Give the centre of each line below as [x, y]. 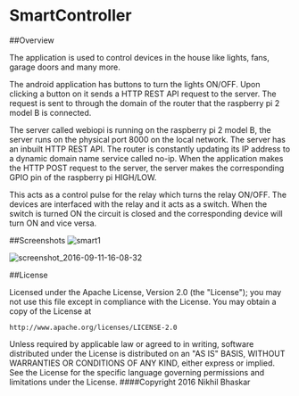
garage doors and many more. [65, 67]
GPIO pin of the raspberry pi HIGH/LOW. [83, 177]
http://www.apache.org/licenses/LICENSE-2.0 [93, 327]
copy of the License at [50, 311]
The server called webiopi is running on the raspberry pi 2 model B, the [140, 129]
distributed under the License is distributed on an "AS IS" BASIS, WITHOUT [147, 353]
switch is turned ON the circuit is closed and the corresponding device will [146, 213]
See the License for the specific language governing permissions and [137, 372]
